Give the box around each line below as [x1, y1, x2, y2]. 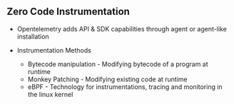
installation [16, 32, 49, 41]
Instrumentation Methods [16, 46, 92, 54]
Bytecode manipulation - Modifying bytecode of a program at [27, 60, 208, 68]
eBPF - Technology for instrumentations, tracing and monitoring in [27, 82, 223, 91]
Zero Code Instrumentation [6, 6, 130, 18]
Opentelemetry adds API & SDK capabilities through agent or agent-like [16, 24, 228, 33]
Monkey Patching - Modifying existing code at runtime [27, 75, 188, 83]
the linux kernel [27, 90, 73, 98]
